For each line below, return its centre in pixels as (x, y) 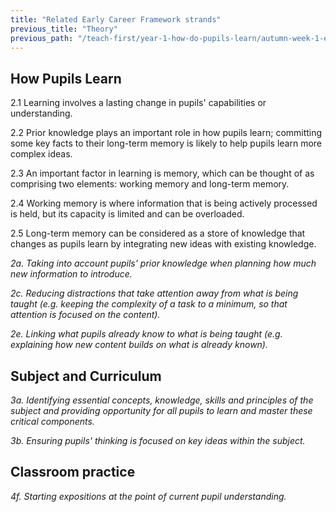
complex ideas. (41, 154)
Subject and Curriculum (86, 376)
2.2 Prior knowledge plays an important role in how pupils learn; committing (166, 133)
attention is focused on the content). (85, 315)
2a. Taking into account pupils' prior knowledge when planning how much (163, 263)
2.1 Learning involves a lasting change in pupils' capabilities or (138, 103)
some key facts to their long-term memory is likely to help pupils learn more (166, 143)
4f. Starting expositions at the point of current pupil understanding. (148, 496)
